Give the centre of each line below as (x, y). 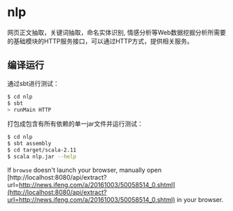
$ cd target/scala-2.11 (42, 150)
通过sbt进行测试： (33, 83)
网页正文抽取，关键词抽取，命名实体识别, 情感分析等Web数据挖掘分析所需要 (116, 32)
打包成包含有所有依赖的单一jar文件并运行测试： (75, 124)
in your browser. (200, 199)
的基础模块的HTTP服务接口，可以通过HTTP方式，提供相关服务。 (100, 41)
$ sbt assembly (29, 144)
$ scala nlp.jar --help (42, 157)
